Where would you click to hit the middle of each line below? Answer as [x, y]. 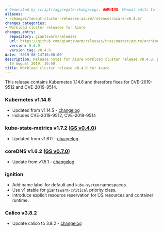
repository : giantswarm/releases [43, 37]
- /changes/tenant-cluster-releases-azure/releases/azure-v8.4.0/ [73, 18]
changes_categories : [26, 23]
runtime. [20, 200]
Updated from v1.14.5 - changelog [46, 110]
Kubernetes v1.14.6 [28, 99]
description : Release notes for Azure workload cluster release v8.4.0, [80, 59]
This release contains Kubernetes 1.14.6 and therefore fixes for [67, 82]
